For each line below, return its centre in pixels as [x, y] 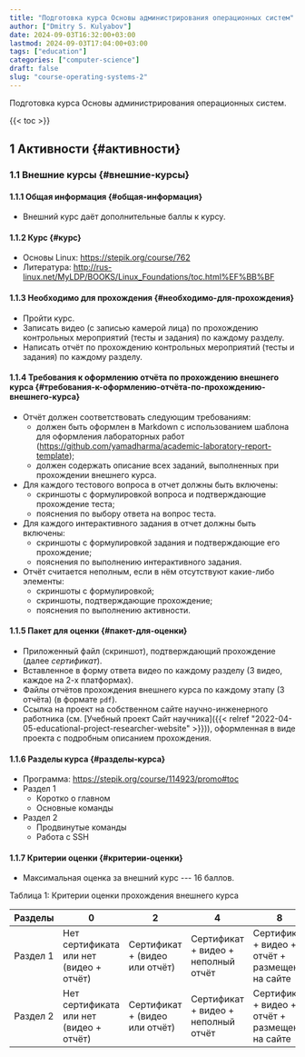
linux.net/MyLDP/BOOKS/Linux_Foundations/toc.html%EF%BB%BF [148, 277]
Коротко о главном [73, 798]
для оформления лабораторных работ [110, 436]
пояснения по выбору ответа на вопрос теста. [126, 514]
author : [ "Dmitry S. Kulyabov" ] [70, 26]
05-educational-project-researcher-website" [106, 729]
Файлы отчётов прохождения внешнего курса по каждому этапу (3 [153, 690]
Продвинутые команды [81, 827]
